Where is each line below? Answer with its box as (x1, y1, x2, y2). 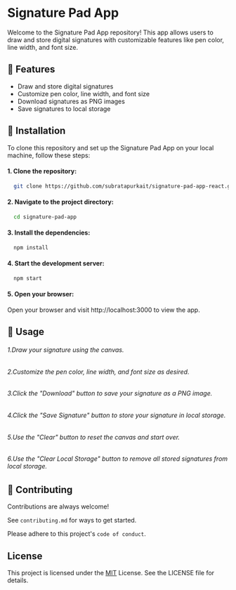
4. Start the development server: (7, 259, 105, 268)
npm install (13, 244, 49, 251)
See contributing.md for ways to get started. (7, 516, 137, 525)
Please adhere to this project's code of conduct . (7, 530, 146, 538)
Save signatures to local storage (17, 104, 111, 113)
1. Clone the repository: (7, 167, 77, 176)
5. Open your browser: (7, 290, 74, 299)
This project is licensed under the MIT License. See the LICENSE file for (7, 568, 215, 577)
